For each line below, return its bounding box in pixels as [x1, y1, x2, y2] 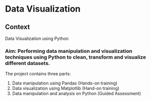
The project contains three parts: [5, 71, 71, 77]
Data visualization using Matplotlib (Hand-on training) [12, 85, 120, 91]
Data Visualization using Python [5, 35, 69, 41]
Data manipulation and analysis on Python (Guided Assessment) [12, 91, 141, 97]
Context [5, 23, 30, 31]
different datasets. [5, 60, 50, 67]
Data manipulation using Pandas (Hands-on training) [12, 80, 118, 86]
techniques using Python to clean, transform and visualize [5, 53, 146, 60]
